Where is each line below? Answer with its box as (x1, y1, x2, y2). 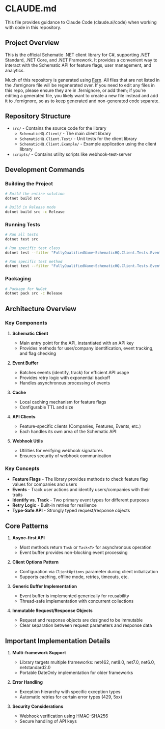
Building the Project (5, 180, 53, 187)
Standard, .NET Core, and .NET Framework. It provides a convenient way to (5, 57, 158, 63)
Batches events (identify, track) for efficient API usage (19, 370, 129, 376)
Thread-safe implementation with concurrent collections (19, 598, 134, 604)
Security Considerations (12, 703, 64, 709)
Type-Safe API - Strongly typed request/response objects (12, 507, 130, 514)
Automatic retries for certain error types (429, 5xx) (19, 694, 123, 700)
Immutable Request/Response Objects (12, 608, 93, 613)
